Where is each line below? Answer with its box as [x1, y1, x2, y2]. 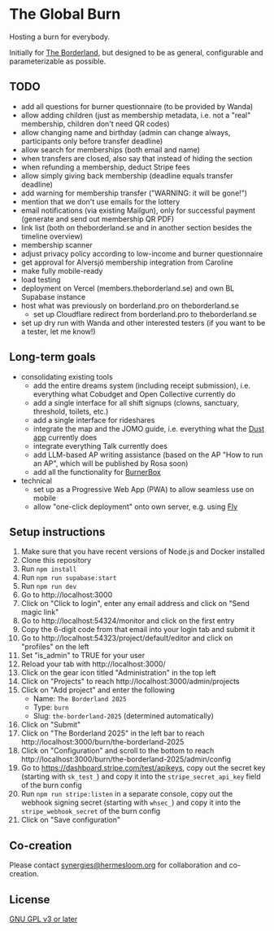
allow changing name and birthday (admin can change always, [20, 127, 231, 137]
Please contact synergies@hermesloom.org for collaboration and [9, 860, 228, 870]
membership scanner [20, 239, 93, 249]
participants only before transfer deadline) [20, 136, 163, 146]
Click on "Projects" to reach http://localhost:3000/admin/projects [20, 677, 240, 687]
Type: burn [33, 702, 69, 713]
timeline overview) [20, 231, 84, 241]
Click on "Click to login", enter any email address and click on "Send [20, 599, 250, 608]
